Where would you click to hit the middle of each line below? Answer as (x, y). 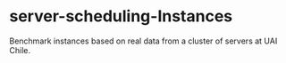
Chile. (20, 50)
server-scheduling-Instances (121, 16)
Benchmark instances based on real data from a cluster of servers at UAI (143, 41)
